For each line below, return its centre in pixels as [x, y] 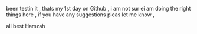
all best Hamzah [26, 26]
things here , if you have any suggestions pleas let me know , [80, 15]
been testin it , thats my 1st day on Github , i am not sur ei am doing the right [98, 8]
